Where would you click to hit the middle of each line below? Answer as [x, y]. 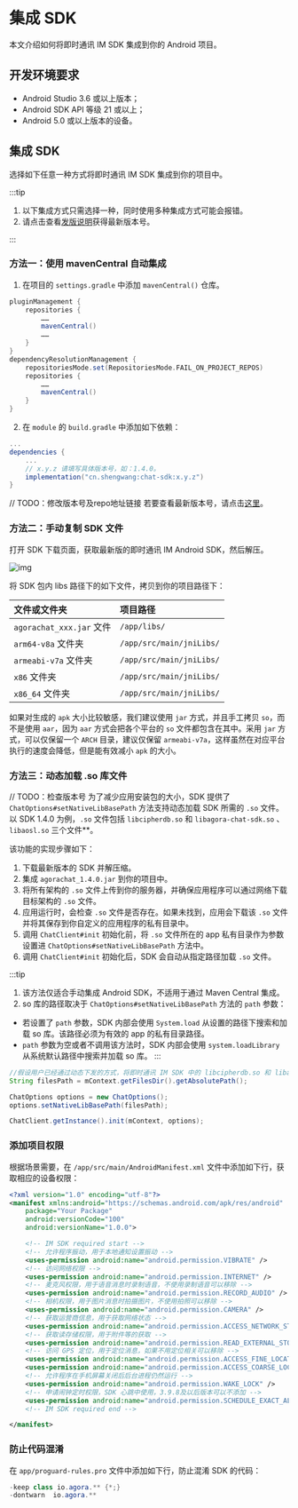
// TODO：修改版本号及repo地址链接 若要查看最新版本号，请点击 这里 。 [139, 504]
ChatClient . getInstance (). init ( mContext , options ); [106, 1121]
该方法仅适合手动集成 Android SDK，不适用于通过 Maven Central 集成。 [153, 992]
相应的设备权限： [48, 1178]
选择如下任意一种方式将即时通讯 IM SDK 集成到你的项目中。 [118, 174]
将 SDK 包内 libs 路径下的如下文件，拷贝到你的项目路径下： [117, 585]
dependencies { [37, 452]
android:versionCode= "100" [75, 1219]
